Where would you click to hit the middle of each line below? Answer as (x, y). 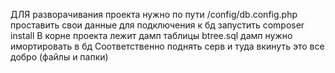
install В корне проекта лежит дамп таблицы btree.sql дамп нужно (151, 35)
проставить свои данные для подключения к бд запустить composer (157, 25)
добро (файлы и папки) (59, 57)
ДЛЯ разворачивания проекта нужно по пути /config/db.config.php (154, 14)
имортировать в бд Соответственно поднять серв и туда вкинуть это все (167, 46)
